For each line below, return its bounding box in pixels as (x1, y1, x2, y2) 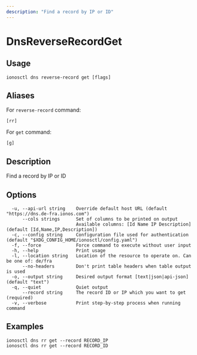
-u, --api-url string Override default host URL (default (11, 206, 168, 212)
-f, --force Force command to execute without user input (11, 242, 192, 249)
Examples (6, 321, 44, 332)
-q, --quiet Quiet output (11, 284, 109, 291)
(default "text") (6, 279, 50, 285)
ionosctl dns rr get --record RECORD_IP (6, 337, 109, 344)
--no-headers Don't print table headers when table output (22, 263, 192, 270)
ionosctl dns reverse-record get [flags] (6, 74, 111, 80)
